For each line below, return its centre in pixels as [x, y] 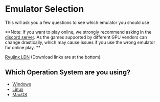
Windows [22, 84]
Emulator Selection [45, 9]
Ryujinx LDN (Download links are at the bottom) [53, 57]
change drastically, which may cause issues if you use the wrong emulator [80, 42]
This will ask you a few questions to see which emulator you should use [77, 22]
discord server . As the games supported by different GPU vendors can [76, 37]
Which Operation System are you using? [68, 72]
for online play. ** [23, 47]
